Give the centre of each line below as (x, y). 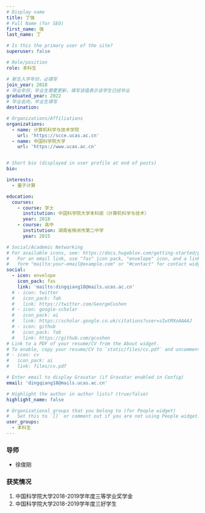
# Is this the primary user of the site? (60, 46)
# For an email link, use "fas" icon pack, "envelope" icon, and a (97, 259)
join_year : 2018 (27, 85)
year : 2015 (36, 236)
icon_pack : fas (37, 281)
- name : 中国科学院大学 (39, 141)
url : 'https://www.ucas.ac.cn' (57, 147)
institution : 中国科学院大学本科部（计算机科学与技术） (86, 213)
